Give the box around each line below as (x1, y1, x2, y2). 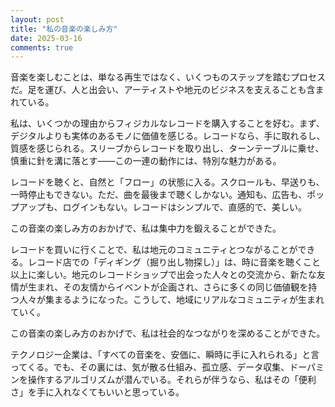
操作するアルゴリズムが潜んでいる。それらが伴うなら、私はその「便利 (27, 374, 317, 386)
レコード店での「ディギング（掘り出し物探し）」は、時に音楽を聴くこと (27, 256, 322, 268)
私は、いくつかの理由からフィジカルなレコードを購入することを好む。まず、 (10, 117, 325, 130)
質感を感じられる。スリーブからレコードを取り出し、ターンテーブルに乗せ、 (10, 142, 325, 155)
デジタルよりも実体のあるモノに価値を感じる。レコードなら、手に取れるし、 (10, 130, 326, 142)
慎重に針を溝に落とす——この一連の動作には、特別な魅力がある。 (10, 155, 282, 167)
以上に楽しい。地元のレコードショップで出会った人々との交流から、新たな (10, 269, 317, 281)
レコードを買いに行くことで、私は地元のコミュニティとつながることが (10, 244, 298, 256)
